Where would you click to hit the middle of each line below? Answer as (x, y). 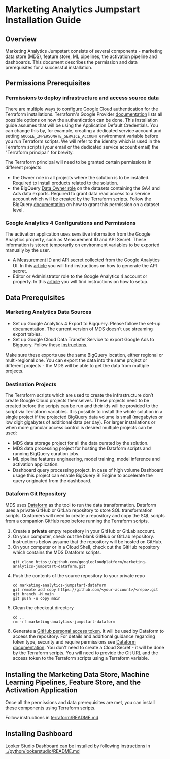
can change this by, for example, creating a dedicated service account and (83, 130)
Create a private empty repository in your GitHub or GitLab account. (84, 531)
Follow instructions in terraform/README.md (52, 718)
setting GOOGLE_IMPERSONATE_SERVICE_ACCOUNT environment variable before (82, 136)
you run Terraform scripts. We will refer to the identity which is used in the (83, 141)
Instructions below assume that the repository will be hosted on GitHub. (88, 542)
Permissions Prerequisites (48, 83)
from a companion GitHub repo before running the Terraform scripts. (77, 521)
